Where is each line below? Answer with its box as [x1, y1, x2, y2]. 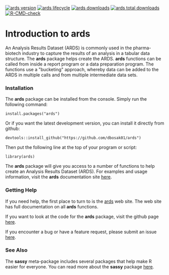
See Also [5, 247, 28, 254]
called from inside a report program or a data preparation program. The [5, 61, 154, 67]
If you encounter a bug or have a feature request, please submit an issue [5, 229, 157, 235]
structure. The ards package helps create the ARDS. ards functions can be [5, 55, 161, 62]
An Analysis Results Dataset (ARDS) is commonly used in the [5, 45, 133, 51]
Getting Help [5, 187, 37, 194]
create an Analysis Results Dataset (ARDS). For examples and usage [5, 168, 148, 175]
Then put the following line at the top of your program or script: [5, 144, 137, 150]
